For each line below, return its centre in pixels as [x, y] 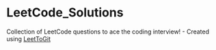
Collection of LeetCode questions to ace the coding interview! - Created [108, 32]
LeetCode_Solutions [65, 13]
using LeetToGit [28, 38]
